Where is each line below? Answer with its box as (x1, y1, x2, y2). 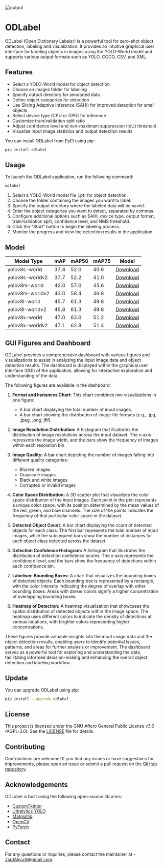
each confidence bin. (12, 563, 55, 569)
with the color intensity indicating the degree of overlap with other (12, 583, 146, 589)
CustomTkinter (12, 803, 43, 809)
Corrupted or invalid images (19, 482, 76, 488)
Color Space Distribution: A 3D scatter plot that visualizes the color (12, 492, 149, 497)
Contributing (5, 743, 45, 751)
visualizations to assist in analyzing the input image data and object (5, 357, 141, 363)
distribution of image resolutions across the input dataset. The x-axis (12, 432, 151, 437)
